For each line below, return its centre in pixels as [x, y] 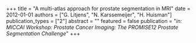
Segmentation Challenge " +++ [43, 34]
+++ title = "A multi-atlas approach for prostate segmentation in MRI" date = [98, 9]
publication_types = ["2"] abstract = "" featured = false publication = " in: [94, 21]
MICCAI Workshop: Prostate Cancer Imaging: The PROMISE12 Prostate [92, 27]
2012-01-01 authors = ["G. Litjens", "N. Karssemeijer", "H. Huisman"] [89, 15]
